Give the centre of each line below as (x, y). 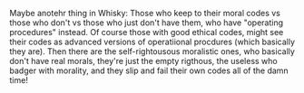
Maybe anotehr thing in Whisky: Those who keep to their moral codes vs (145, 13)
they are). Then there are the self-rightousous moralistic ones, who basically (152, 51)
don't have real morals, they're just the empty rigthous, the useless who (144, 61)
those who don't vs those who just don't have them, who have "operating (147, 23)
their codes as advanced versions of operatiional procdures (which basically (152, 42)
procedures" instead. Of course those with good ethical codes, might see (147, 32)
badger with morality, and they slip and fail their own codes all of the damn (149, 70)
